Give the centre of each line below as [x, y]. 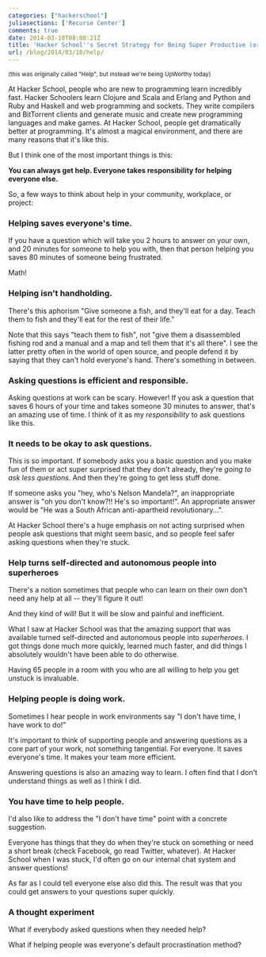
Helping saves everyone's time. [70, 223]
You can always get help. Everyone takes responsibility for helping [120, 170]
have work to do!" [37, 724]
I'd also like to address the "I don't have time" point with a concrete [118, 819]
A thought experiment [51, 912]
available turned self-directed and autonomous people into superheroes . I [128, 638]
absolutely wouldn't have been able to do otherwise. [94, 654]
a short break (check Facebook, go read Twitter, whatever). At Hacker [122, 851]
